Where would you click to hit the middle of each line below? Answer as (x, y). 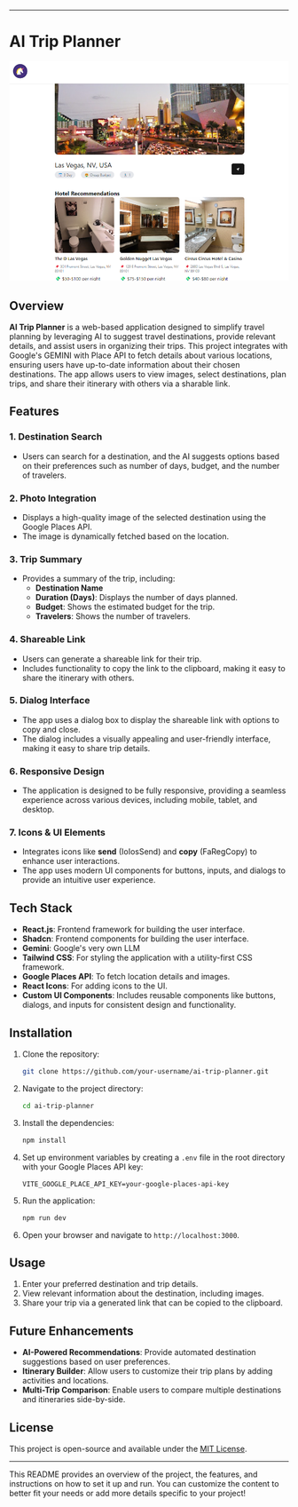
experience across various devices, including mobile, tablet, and (140, 800)
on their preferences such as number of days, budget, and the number (151, 465)
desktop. (38, 810)
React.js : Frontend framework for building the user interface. (133, 930)
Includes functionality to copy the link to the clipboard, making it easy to (153, 668)
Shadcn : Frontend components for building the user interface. (136, 939)
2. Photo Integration (53, 498)
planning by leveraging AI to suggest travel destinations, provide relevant (143, 336)
